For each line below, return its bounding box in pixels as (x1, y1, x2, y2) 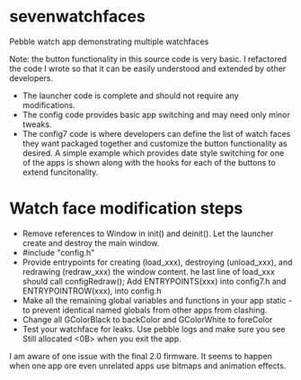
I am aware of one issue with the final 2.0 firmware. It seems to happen (9, 350, 272, 361)
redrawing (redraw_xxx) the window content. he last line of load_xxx (22, 266, 276, 276)
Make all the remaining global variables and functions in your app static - (22, 294, 293, 305)
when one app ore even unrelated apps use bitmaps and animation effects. (9, 360, 287, 371)
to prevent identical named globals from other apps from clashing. (22, 304, 268, 315)
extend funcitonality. (22, 167, 99, 177)
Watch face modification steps (9, 198, 243, 219)
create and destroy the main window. (22, 237, 160, 249)
